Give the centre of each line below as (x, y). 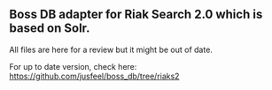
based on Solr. (50, 29)
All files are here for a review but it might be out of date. (111, 49)
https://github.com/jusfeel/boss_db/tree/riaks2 (94, 76)
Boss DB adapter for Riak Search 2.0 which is (136, 15)
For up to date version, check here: (73, 66)
